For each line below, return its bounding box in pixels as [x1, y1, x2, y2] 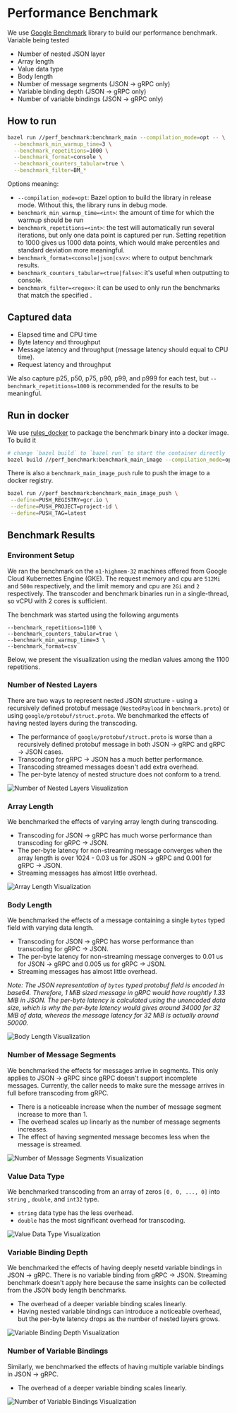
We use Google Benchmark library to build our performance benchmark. [7, 28, 217, 37]
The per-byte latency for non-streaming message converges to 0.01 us [17, 953, 224, 961]
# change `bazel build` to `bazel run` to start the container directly [7, 449, 226, 457]
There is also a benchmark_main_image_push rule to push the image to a [7, 469, 210, 477]
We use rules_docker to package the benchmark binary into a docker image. [7, 428, 229, 436]
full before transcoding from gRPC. [7, 1088, 109, 1097]
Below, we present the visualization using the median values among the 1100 [7, 655, 229, 663]
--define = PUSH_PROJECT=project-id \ [10, 504, 119, 511]
